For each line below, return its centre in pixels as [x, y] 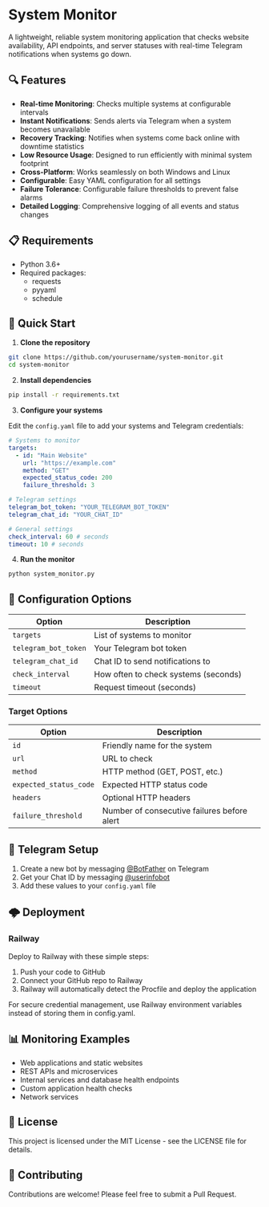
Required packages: [53, 272]
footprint [34, 163]
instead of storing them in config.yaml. [72, 1013]
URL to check [128, 758]
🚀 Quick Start [42, 323]
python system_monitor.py [51, 574]
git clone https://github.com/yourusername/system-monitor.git [116, 358]
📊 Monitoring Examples [69, 1040]
